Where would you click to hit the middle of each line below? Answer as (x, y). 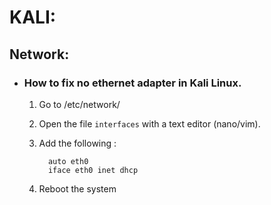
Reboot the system (77, 188)
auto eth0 (68, 161)
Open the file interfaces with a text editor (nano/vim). (149, 123)
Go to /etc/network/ (79, 104)
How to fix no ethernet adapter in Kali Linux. (132, 83)
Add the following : (77, 143)
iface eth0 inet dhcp (93, 170)
